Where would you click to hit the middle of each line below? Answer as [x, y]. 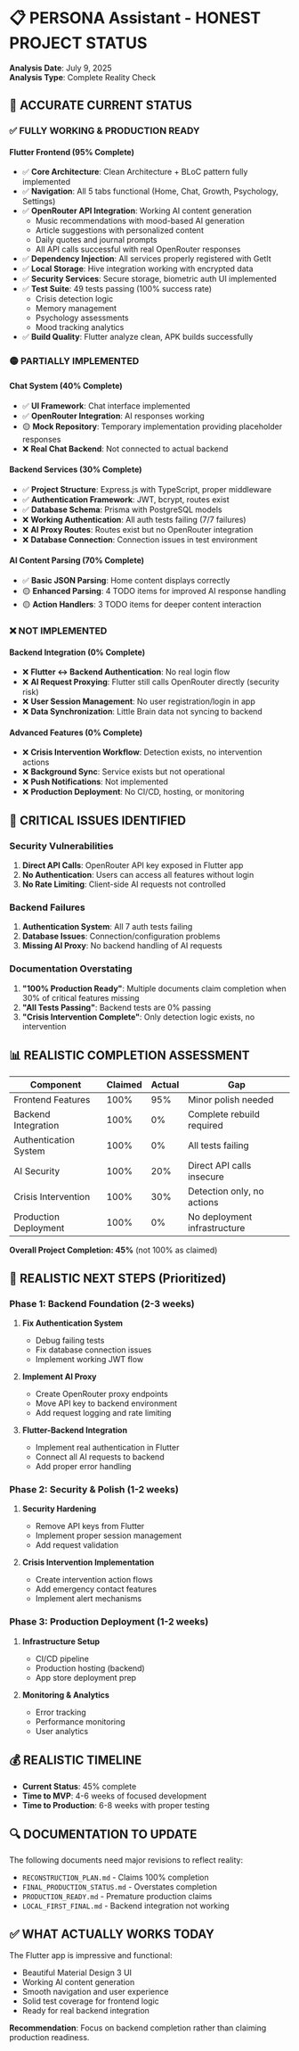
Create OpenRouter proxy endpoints [102, 1394]
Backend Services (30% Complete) [76, 469]
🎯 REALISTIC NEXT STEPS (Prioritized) [118, 1278]
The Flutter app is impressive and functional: [91, 1956]
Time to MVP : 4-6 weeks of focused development [114, 1796]
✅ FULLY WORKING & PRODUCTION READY [105, 131]
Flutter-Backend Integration [74, 1430]
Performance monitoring [81, 1721]
